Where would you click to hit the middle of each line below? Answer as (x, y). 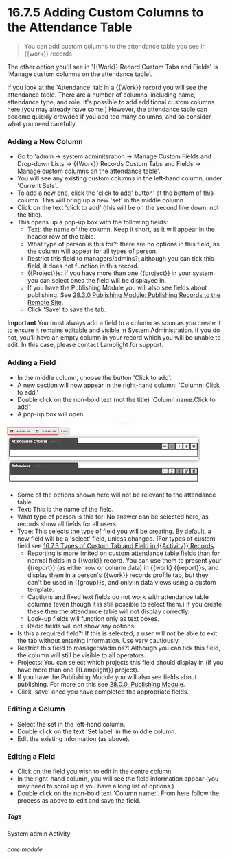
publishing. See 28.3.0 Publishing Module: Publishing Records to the (124, 295)
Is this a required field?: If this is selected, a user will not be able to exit (117, 633)
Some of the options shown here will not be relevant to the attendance (116, 495)
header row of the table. (61, 237)
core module (25, 849)
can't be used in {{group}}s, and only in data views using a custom (122, 582)
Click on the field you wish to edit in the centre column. (95, 772)
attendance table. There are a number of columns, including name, (102, 95)
